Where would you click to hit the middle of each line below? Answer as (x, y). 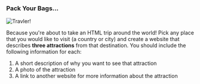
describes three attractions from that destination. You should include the (96, 45)
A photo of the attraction (45, 70)
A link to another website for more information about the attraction (96, 76)
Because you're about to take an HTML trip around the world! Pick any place (100, 33)
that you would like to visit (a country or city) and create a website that (93, 39)
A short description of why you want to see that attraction (86, 63)
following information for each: (44, 52)
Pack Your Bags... (33, 8)
